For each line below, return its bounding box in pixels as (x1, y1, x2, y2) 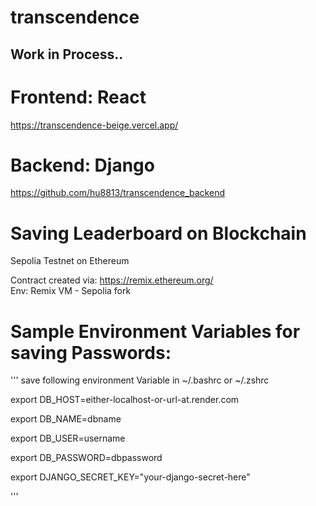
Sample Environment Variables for (10, 320, 301, 343)
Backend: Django (10, 154, 155, 176)
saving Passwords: (10, 341, 172, 364)
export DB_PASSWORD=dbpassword (10, 452, 163, 464)
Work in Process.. (10, 46, 124, 63)
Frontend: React (10, 86, 147, 108)
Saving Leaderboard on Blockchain (10, 222, 307, 245)
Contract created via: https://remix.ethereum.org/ (10, 274, 214, 286)
